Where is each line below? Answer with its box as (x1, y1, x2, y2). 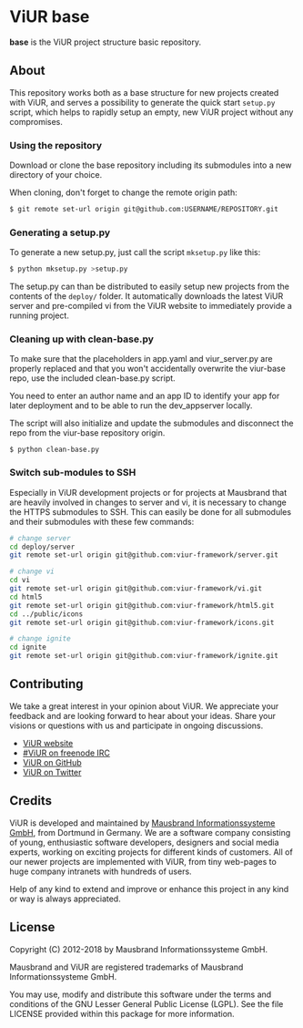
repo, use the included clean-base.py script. (9, 373, 176, 384)
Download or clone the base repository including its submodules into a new (9, 159, 292, 170)
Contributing (9, 676, 84, 692)
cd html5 (9, 592, 43, 601)
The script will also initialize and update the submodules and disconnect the (9, 417, 294, 429)
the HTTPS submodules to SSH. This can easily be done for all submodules (9, 506, 292, 517)
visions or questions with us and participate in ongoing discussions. (9, 720, 264, 731)
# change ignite (9, 634, 71, 643)
